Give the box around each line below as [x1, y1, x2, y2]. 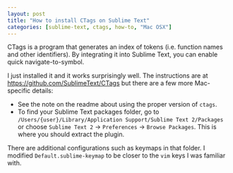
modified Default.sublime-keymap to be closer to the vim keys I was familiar [7, 151, 226, 160]
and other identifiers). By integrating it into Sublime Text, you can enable [7, 50, 218, 59]
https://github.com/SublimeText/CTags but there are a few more [7, 79, 193, 88]
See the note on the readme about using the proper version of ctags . [17, 100, 217, 109]
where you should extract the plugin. [17, 130, 125, 138]
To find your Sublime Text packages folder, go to [17, 107, 160, 117]
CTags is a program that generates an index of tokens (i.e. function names [7, 43, 224, 52]
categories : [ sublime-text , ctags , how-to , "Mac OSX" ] [7, 23, 172, 30]
